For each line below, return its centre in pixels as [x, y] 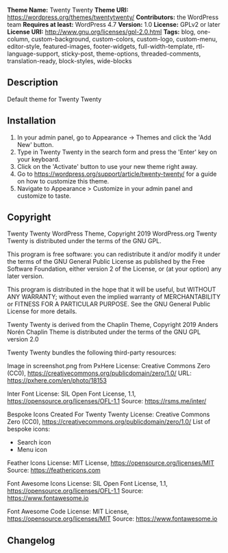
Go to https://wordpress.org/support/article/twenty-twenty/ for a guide [117, 174]
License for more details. [42, 311]
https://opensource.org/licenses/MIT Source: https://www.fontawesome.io [112, 519]
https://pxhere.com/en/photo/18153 [57, 381]
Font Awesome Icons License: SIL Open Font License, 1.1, [87, 484]
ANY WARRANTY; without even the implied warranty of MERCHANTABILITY [114, 297]
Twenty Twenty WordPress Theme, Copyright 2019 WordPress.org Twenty [112, 234]
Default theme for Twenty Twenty [54, 99]
